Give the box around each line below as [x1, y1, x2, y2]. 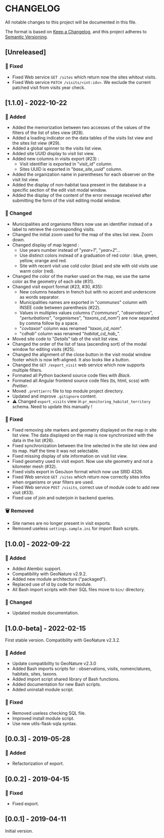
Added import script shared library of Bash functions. [12, 676, 120, 682]
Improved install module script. [12, 715, 75, 721]
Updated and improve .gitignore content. [12, 393, 97, 399]
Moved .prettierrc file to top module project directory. [12, 388, 124, 394]
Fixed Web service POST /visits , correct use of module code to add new [12, 484, 160, 490]
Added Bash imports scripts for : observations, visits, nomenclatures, [12, 666, 152, 672]
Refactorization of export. [12, 760, 64, 766]
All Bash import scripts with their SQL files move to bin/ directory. [12, 586, 145, 592]
